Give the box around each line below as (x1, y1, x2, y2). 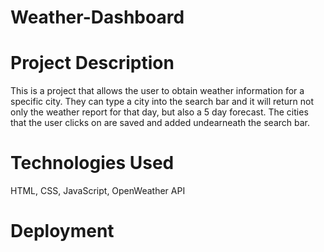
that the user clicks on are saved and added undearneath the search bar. (10, 117, 311, 129)
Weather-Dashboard (10, 6, 185, 29)
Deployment (10, 220, 115, 243)
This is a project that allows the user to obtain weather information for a (10, 85, 305, 97)
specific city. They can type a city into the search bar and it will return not (10, 96, 315, 108)
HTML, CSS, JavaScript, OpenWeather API (10, 185, 186, 197)
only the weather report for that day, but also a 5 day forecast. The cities (10, 106, 309, 118)
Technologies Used (10, 152, 175, 175)
